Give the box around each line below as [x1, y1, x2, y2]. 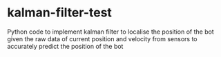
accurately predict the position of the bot [7, 42, 124, 50]
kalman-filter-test [7, 5, 113, 21]
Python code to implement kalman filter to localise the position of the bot [7, 27, 214, 36]
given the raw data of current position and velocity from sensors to [7, 34, 198, 43]
